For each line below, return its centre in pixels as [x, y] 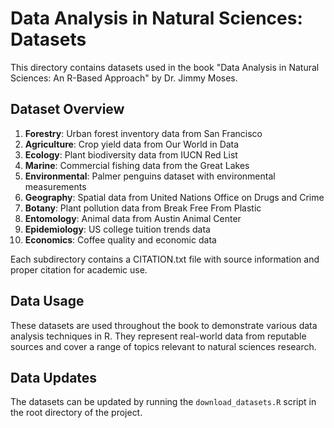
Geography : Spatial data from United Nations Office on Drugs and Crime [174, 197]
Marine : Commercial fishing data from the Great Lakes [137, 165]
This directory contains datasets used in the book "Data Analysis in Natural [165, 67]
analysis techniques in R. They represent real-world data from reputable [158, 336]
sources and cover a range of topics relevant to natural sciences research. [163, 346]
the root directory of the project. [76, 413]
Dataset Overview [67, 109]
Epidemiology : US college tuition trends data [117, 229]
